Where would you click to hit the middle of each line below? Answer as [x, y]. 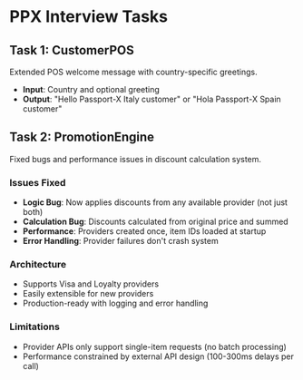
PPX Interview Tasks [88, 17]
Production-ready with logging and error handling [115, 303]
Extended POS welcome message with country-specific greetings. [133, 72]
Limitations [35, 326]
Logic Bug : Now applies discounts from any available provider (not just [155, 202]
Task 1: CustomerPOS [72, 50]
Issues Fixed [38, 182]
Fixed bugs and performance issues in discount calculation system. [135, 159]
